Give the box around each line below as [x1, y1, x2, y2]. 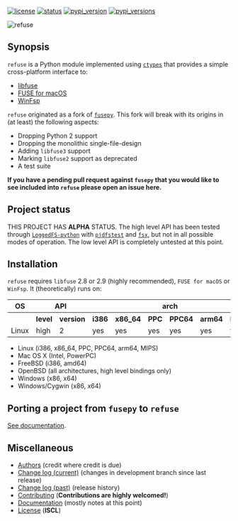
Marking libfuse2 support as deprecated [17, 154, 137, 163]
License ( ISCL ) [17, 506, 62, 515]
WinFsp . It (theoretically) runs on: [7, 284, 102, 293]
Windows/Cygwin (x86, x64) [17, 382, 101, 390]
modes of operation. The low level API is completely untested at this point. [7, 237, 225, 246]
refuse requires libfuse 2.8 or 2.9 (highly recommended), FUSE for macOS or [7, 277, 230, 286]
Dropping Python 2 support [17, 131, 98, 140]
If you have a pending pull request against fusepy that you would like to [7, 175, 220, 184]
